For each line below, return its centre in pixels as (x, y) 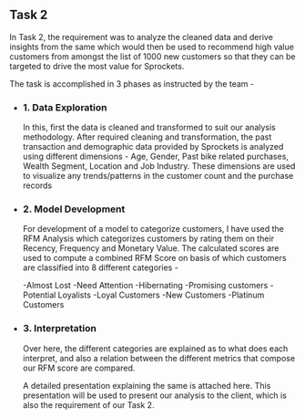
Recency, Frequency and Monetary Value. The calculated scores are (151, 248)
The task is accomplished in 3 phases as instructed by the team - (132, 84)
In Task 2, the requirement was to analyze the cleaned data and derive (141, 37)
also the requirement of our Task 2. (88, 404)
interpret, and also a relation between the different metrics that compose (159, 358)
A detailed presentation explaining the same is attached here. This (147, 385)
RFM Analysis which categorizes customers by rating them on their (148, 239)
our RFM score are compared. (79, 368)
